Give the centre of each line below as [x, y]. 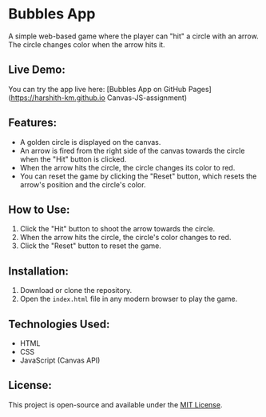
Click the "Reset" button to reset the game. [90, 246]
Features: [33, 123]
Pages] [200, 89]
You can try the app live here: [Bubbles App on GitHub [97, 89]
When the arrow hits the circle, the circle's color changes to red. [125, 238]
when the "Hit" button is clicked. [73, 159]
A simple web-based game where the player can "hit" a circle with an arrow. [133, 36]
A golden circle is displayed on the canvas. [90, 142]
